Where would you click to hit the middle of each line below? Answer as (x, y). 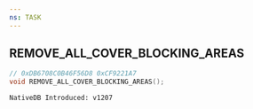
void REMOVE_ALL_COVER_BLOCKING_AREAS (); (87, 82)
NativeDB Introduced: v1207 (61, 98)
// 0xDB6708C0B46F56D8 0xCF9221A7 (73, 74)
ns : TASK (25, 17)
